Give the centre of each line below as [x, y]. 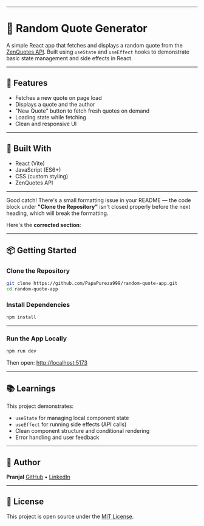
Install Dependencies [38, 304]
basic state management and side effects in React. [70, 58]
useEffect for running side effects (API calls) [71, 424]
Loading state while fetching [50, 117]
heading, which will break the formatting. [57, 213]
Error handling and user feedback [57, 437]
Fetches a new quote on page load [58, 97]
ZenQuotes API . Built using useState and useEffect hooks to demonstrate [98, 52]
